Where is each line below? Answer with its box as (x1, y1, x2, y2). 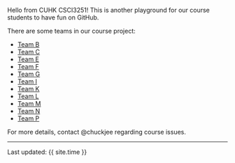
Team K (17, 85, 40, 93)
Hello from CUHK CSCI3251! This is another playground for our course (7, 6, 210, 14)
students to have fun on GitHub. (7, 13, 99, 22)
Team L (17, 92, 40, 100)
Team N (17, 107, 41, 115)
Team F (17, 63, 40, 70)
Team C (17, 48, 41, 56)
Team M (17, 100, 41, 107)
